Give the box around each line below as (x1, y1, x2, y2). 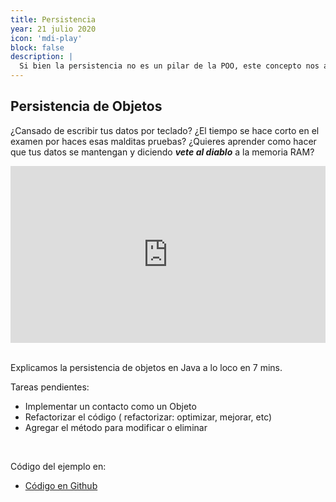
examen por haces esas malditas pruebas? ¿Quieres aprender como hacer (10, 135, 317, 147)
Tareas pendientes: (10, 381, 90, 393)
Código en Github (24, 480, 98, 492)
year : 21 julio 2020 (10, 24, 97, 34)
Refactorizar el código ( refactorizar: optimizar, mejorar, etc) (24, 411, 273, 423)
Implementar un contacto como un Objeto (24, 401, 197, 413)
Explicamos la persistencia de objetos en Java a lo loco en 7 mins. (10, 362, 283, 374)
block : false (10, 42, 65, 53)
